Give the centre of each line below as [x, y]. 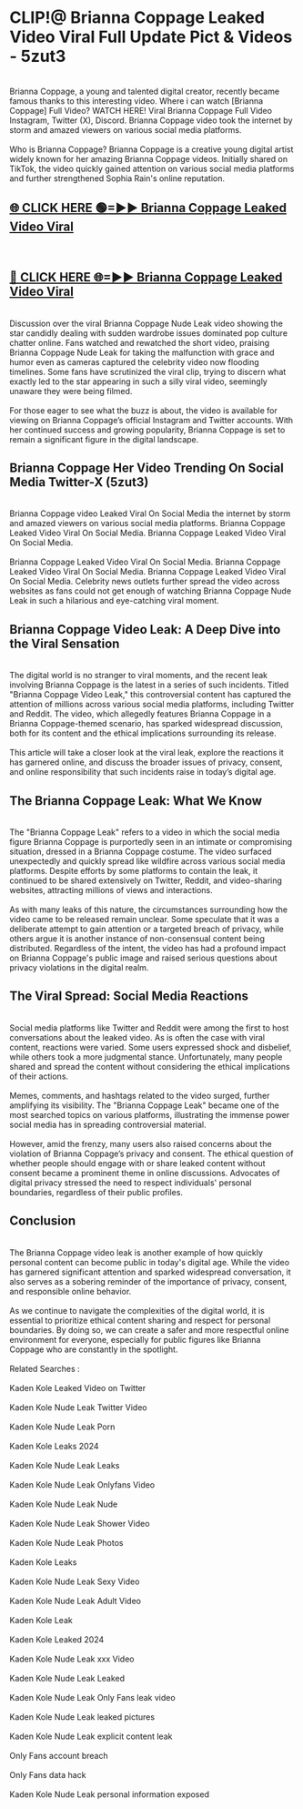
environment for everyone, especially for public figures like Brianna [135, 1339]
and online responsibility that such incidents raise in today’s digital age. [143, 772]
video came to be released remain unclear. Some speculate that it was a [144, 919]
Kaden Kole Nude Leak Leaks [65, 1465]
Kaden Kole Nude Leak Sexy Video [75, 1581]
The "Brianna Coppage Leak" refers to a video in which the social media [145, 832]
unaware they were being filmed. [71, 391]
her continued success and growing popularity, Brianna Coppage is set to [147, 430]
